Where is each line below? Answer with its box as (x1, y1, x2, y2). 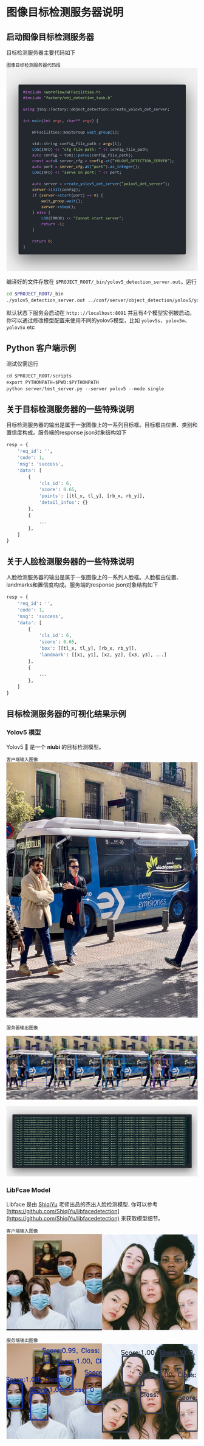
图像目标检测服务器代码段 (6, 62, 61, 68)
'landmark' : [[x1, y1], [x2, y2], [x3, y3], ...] (38, 652, 167, 658)
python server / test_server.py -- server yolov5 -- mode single (6, 385, 165, 392)
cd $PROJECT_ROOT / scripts (6, 373, 72, 379)
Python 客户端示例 (6, 343, 76, 353)
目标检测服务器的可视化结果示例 (6, 709, 126, 719)
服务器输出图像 (6, 1025, 38, 1031)
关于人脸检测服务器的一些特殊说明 (6, 556, 134, 566)
